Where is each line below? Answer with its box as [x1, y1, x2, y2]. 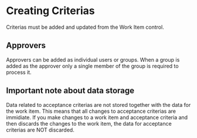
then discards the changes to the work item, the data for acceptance [6, 120, 172, 127]
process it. [6, 69, 32, 76]
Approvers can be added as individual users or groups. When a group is [6, 56, 180, 63]
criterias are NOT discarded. [6, 126, 74, 133]
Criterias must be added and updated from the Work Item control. [6, 23, 164, 31]
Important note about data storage [6, 86, 135, 96]
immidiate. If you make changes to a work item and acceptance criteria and [6, 113, 188, 121]
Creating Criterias [6, 4, 95, 18]
